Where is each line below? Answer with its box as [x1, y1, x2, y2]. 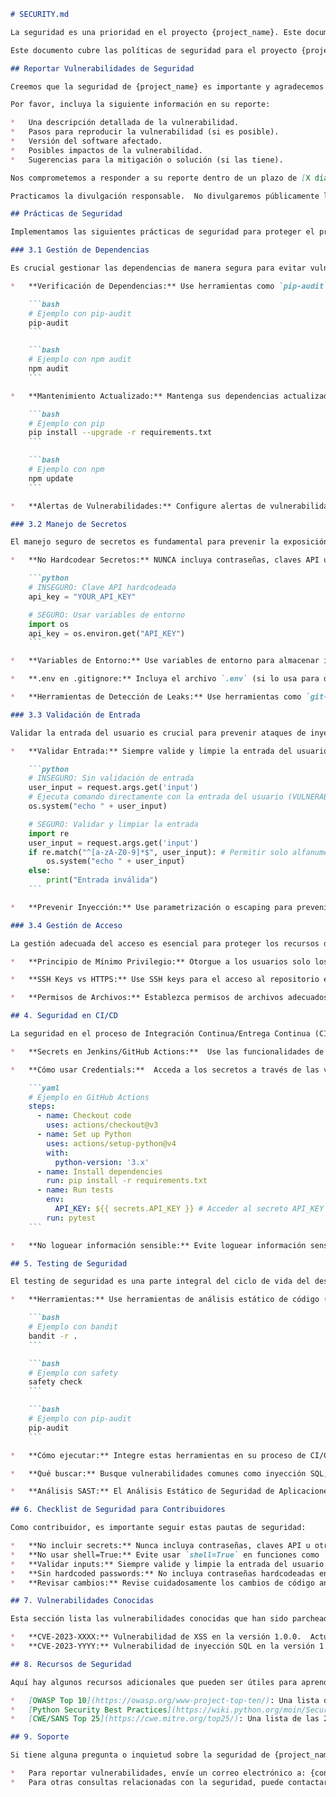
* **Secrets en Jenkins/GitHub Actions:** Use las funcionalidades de [10, 1046, 325, 1057]
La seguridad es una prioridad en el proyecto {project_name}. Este [10, 27, 302, 37]
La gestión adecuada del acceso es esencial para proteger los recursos [10, 938, 320, 949]
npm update [28, 473, 74, 484]
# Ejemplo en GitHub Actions [28, 1092, 150, 1102]
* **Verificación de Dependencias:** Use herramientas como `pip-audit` [10, 281, 329, 291]
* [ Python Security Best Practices [10, 1705, 168, 1715]
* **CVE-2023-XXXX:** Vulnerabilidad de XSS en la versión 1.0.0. [10, 1632, 302, 1642]
